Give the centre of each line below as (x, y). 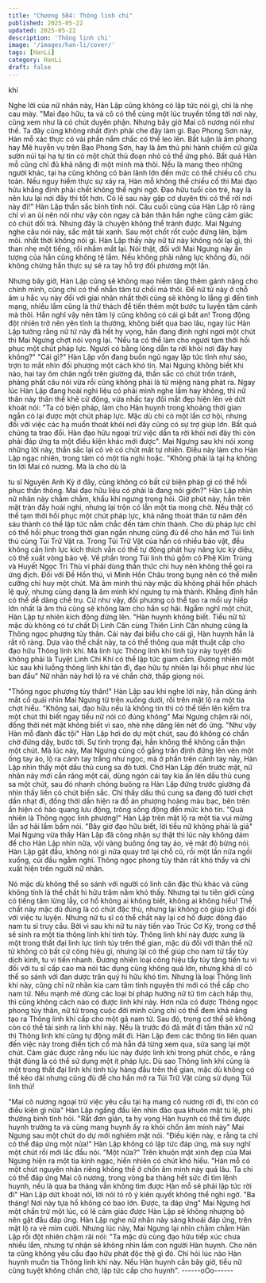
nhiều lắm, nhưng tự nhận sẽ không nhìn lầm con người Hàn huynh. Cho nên (133, 1245)
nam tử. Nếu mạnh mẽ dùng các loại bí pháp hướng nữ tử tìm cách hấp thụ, (131, 993)
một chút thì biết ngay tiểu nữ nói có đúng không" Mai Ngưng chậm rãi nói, (130, 716)
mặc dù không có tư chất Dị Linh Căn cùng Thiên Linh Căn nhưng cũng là (128, 625)
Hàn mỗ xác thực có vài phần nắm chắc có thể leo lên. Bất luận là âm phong (133, 139)
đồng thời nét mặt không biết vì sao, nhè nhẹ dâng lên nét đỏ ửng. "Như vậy (132, 725)
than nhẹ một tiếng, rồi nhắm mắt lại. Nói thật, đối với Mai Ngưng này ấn (125, 249)
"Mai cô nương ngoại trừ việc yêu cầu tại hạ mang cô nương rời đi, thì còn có (133, 1101)
